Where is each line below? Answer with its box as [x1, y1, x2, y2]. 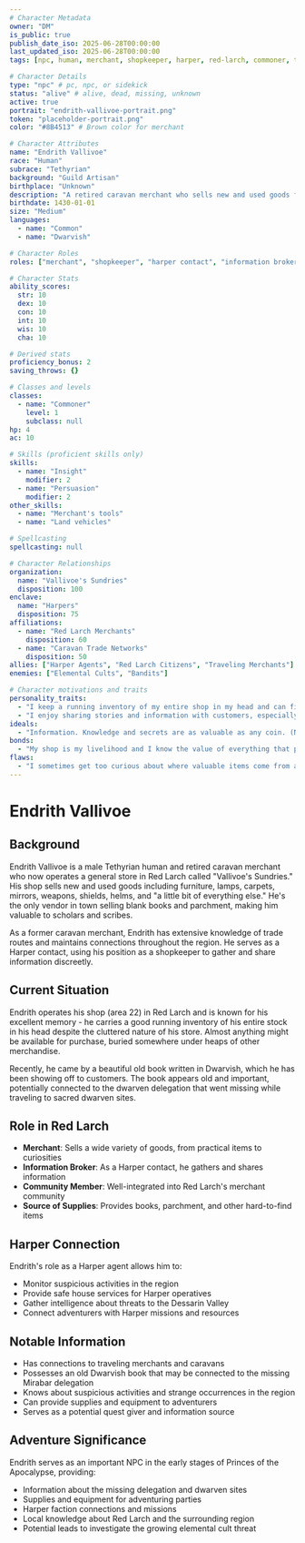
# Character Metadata [9, 13, 92, 23]
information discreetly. [9, 956, 93, 967]
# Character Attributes [9, 139, 100, 148]
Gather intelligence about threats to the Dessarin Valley [22, 1298, 230, 1309]
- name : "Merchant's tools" [17, 509, 124, 519]
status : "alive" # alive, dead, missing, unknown [9, 88, 202, 98]
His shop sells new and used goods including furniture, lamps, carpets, [9, 880, 275, 891]
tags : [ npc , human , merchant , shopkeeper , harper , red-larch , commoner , [9, 56, 290, 65]
